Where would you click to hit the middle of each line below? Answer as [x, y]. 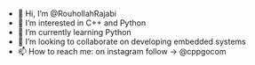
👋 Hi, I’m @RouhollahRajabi [67, 14]
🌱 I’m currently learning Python [74, 32]
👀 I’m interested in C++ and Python [82, 23]
